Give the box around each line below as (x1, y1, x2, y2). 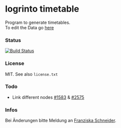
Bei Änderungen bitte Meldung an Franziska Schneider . (5, 118, 117, 124)
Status (5, 37, 21, 43)
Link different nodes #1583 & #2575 (12, 94, 85, 100)
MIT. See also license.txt (5, 71, 58, 77)
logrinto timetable (5, 3, 79, 15)
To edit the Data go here (5, 24, 54, 30)
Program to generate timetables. (5, 19, 71, 25)
